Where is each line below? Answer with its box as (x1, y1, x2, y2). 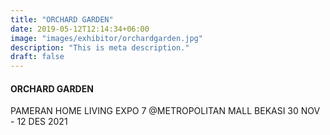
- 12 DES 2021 (10, 116, 68, 128)
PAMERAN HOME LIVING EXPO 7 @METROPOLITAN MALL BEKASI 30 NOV (10, 105, 321, 117)
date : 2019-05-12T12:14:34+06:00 (10, 24, 150, 34)
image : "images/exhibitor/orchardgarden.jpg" (10, 33, 203, 43)
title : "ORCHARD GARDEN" (10, 14, 114, 25)
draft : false (10, 52, 65, 62)
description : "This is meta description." (10, 42, 190, 53)
